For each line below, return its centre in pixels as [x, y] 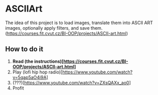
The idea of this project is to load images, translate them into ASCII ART [79, 23]
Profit [18, 88]
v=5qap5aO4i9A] [30, 77]
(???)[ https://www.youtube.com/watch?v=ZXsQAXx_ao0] [72, 82]
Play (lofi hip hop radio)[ [37, 72]
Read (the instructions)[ [38, 61]
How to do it [24, 49]
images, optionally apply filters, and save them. [54, 28]
